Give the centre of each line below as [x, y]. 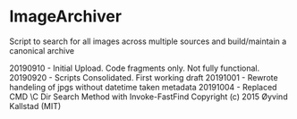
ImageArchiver [66, 17]
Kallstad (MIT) [35, 106]
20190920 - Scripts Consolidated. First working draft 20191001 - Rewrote [144, 77]
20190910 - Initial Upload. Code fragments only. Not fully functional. [135, 68]
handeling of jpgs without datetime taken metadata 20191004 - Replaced [143, 87]
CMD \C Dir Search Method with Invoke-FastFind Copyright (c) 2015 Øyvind [148, 97]
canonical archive [42, 50]
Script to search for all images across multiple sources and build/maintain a [148, 41]
